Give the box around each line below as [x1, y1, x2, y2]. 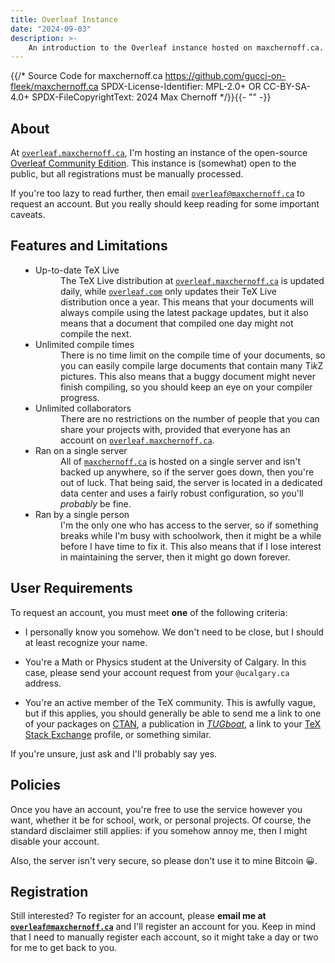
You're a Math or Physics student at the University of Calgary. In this [24, 656, 307, 668]
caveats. [10, 209, 46, 221]
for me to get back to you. [10, 942, 118, 954]
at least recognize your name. [24, 636, 148, 648]
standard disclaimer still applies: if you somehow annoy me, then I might [10, 824, 308, 836]
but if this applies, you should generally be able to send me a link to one [24, 707, 322, 719]
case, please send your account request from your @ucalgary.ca [24, 666, 290, 678]
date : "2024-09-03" [10, 24, 92, 34]
